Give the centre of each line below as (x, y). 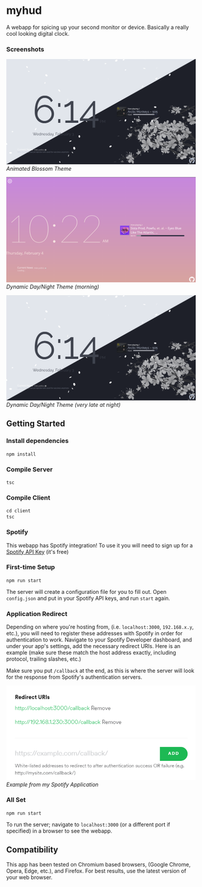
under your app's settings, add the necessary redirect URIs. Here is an (93, 646)
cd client (19, 511)
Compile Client (28, 497)
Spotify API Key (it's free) (38, 552)
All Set (16, 800)
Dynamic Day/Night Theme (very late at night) (63, 404)
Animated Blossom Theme (39, 169)
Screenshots (25, 49)
